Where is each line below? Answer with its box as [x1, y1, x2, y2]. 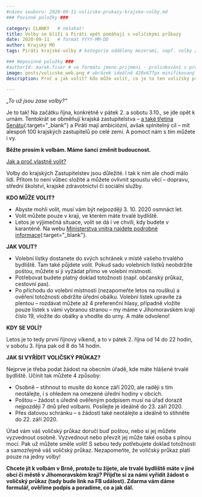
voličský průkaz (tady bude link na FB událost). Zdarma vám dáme [6, 478, 175, 485]
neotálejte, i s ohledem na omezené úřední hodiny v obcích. [14, 390, 163, 397]
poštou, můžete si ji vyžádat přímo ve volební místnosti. [14, 268, 153, 275]
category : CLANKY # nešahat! [6, 25, 85, 31]
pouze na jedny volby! [6, 453, 61, 460]
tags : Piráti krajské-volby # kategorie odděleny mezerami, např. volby [6, 48, 192, 54]
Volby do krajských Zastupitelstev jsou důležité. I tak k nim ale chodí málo [6, 169, 188, 177]
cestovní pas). [14, 280, 50, 288]
